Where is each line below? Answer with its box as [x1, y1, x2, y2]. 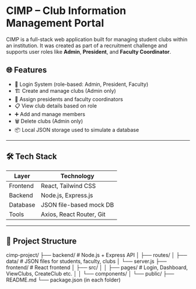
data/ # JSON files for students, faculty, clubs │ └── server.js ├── [6, 258, 167, 265]
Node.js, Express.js [40, 191, 93, 199]
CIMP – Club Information [6, 4, 127, 18]
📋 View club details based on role [14, 102, 97, 109]
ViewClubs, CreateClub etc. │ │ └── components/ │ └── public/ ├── [6, 270, 174, 277]
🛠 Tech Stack [6, 152, 57, 162]
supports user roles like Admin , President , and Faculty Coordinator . [6, 48, 171, 55]
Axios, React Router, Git [40, 210, 106, 218]
